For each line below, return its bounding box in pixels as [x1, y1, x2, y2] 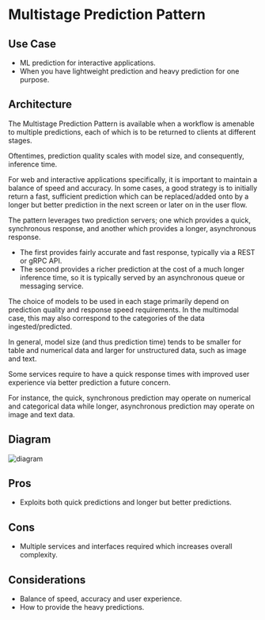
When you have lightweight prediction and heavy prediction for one [19, 67, 240, 76]
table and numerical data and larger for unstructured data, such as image [8, 345, 247, 355]
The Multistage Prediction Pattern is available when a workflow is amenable [8, 119, 255, 128]
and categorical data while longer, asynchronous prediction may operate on [8, 401, 255, 411]
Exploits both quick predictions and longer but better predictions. [19, 497, 232, 508]
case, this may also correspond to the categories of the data [8, 313, 206, 322]
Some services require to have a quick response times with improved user [8, 369, 250, 378]
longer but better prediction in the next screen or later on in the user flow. [8, 200, 248, 209]
